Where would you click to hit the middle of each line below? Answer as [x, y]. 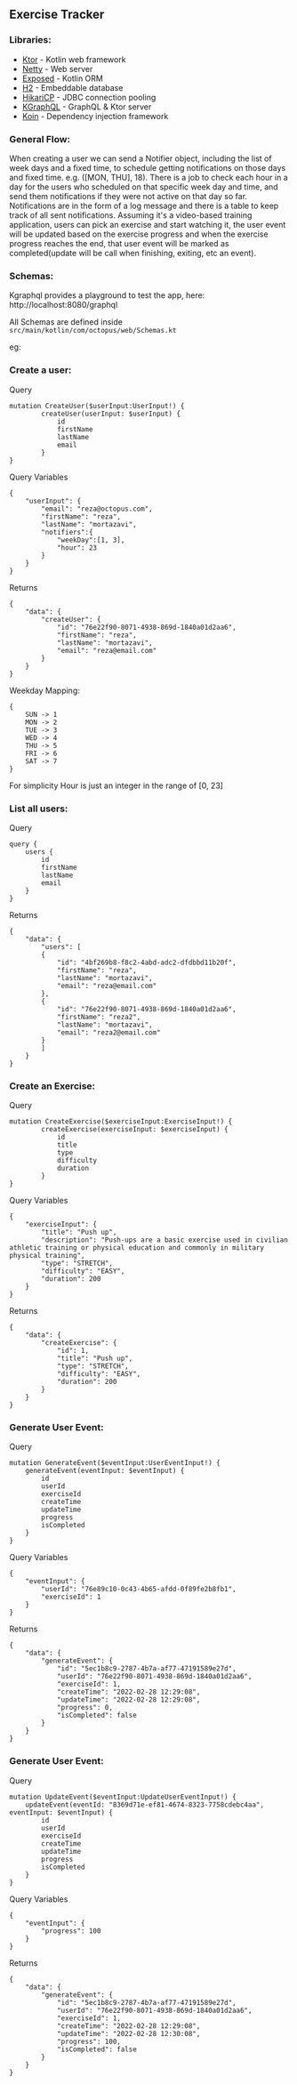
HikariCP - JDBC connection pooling [89, 97]
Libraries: [30, 40]
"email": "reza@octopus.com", [97, 509]
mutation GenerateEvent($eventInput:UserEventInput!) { [115, 1463]
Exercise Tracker [57, 15]
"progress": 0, [85, 1708]
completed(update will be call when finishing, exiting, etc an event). [133, 253]
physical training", [48, 1256]
